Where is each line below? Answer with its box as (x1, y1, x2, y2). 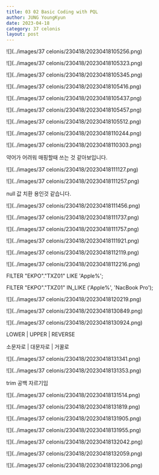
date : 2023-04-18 (6, 20, 50, 26)
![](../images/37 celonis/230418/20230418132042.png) (6, 438, 143, 445)
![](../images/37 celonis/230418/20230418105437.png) (6, 95, 142, 102)
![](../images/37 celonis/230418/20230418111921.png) (6, 237, 140, 244)
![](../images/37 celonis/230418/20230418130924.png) (6, 319, 143, 327)
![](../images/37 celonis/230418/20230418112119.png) (6, 249, 140, 257)
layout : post (6, 31, 39, 37)
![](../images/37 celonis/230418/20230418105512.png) (6, 118, 142, 126)
